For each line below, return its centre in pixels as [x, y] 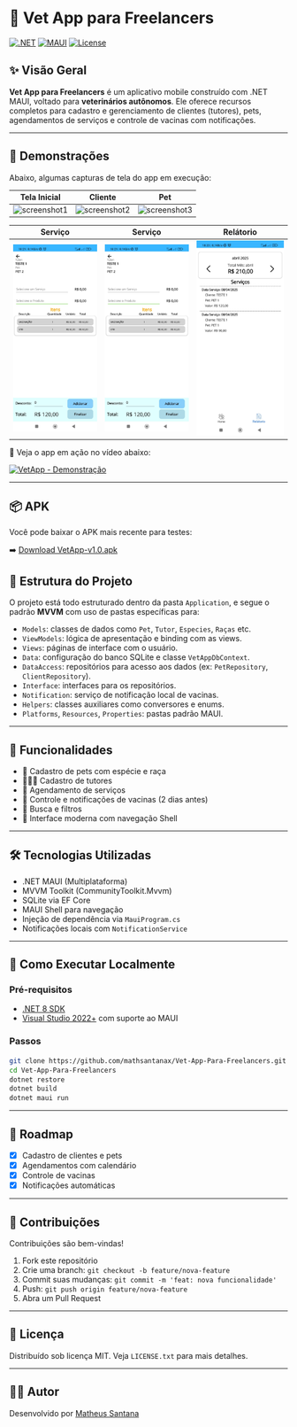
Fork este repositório [60, 1260]
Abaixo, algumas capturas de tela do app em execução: [110, 177]
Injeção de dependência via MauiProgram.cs [101, 919]
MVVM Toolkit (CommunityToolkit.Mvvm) [97, 890]
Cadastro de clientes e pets [72, 1155]
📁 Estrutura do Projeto [71, 581]
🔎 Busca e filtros [52, 809]
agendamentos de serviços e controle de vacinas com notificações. [133, 120]
